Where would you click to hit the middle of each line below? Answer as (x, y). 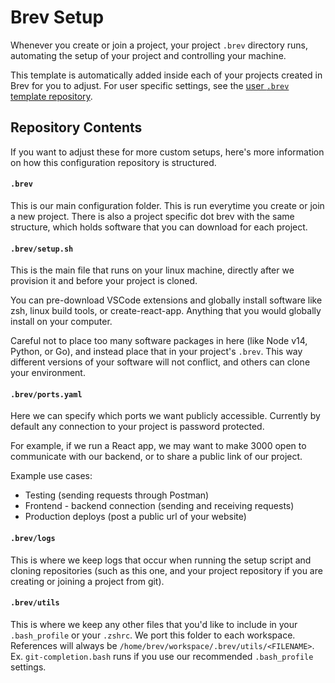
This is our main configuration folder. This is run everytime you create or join (167, 205)
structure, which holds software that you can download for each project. (159, 227)
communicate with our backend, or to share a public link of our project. (156, 457)
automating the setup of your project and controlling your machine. (148, 55)
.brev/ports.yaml (46, 394)
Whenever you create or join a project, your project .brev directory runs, (159, 45)
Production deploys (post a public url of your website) (135, 517)
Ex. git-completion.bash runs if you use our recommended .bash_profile (162, 656)
